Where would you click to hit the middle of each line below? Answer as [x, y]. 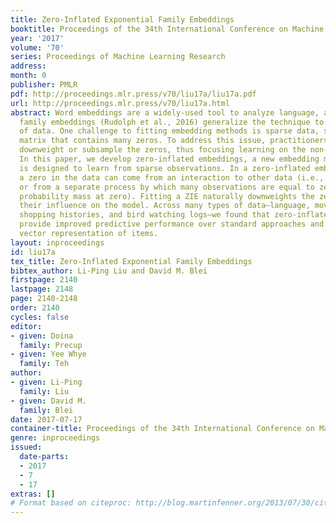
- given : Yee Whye [48, 354]
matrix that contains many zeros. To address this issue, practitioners [174, 141]
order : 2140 [35, 308]
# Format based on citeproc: [71, 503]
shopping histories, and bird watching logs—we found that [145, 215]
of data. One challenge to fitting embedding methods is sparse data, [169, 131]
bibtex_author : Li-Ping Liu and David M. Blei [109, 271]
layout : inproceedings [57, 242]
